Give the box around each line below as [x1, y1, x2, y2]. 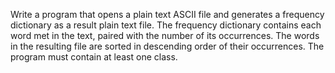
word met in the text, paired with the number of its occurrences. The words [10, 30, 320, 41]
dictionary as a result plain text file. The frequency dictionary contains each [10, 19, 322, 31]
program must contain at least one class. [10, 51, 178, 63]
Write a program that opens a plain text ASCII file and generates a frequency [10, 9, 325, 20]
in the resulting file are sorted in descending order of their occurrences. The [10, 40, 325, 52]
